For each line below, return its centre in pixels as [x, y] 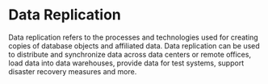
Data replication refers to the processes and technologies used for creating [133, 37]
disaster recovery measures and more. [73, 71]
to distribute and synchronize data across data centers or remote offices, [130, 54]
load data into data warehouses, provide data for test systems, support [126, 63]
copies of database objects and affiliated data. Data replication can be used [134, 45]
